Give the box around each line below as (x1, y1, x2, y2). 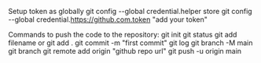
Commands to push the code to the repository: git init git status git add (8, 30, 237, 39)
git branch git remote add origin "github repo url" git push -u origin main (8, 47, 242, 55)
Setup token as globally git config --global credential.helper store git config (8, 7, 253, 16)
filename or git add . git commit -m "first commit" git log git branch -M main (8, 38, 253, 47)
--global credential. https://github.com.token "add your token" (8, 15, 208, 24)
